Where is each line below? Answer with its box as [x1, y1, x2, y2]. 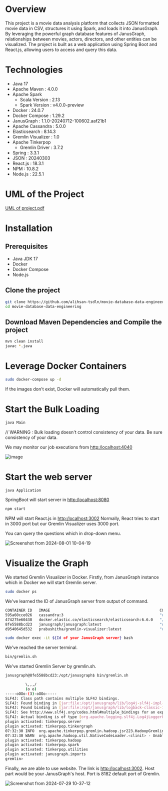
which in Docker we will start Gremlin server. [5, 579, 97, 585]
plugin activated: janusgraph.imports [5, 751, 86, 757]
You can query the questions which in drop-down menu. [5, 530, 121, 536]
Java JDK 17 [12, 255, 38, 261]
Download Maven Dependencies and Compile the [5, 317, 162, 326]
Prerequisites [5, 242, 48, 251]
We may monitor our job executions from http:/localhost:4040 [5, 444, 132, 450]
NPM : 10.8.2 [12, 165, 39, 171]
